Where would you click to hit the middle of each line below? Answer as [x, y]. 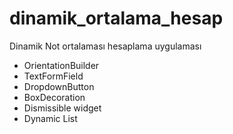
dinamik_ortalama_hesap [116, 18]
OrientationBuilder [61, 65]
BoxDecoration [54, 97]
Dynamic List [50, 118]
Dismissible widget [62, 108]
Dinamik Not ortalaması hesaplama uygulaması [105, 46]
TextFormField [53, 76]
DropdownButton [59, 86]
